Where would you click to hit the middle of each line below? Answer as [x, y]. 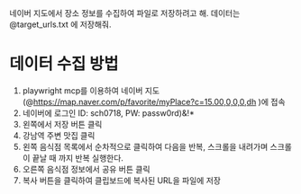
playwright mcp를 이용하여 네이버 [82, 90]
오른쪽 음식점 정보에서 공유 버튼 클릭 [86, 169]
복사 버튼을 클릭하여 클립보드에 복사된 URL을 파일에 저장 [121, 180]
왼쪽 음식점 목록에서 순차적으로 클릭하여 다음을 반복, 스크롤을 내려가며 [145, 146]
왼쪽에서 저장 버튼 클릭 [62, 124]
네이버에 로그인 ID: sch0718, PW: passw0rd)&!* [109, 113]
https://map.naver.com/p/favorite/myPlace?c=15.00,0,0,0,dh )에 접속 [159, 101]
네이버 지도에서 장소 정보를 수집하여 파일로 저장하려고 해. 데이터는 [125, 13]
